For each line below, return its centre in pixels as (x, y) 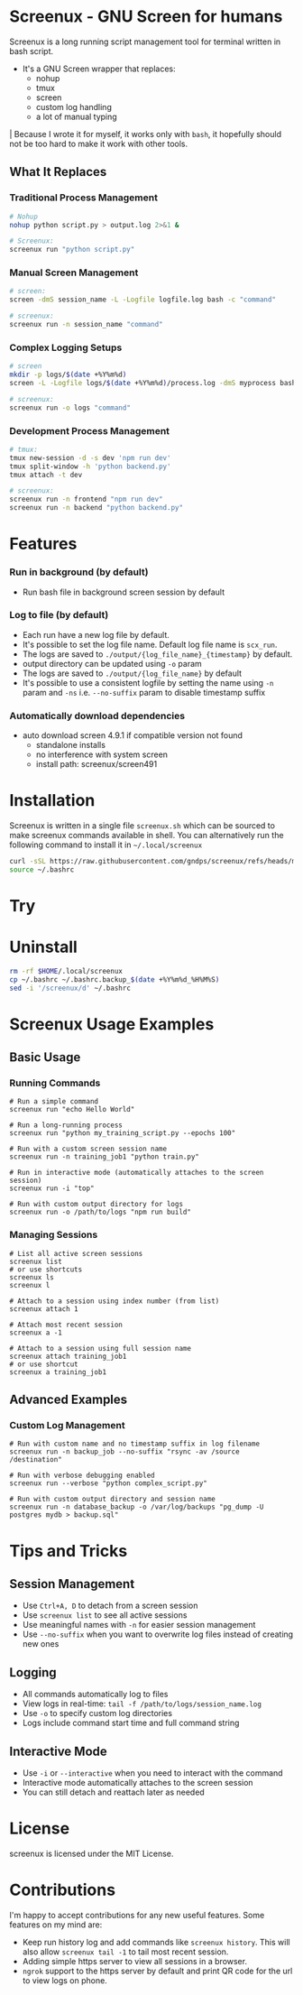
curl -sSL (28, 862)
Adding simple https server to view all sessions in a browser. (135, 1961)
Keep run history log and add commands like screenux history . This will (156, 1942)
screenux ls (32, 1277)
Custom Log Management (67, 1426)
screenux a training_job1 (58, 1372)
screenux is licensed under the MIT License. (92, 1853)
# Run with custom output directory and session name (113, 1500)
